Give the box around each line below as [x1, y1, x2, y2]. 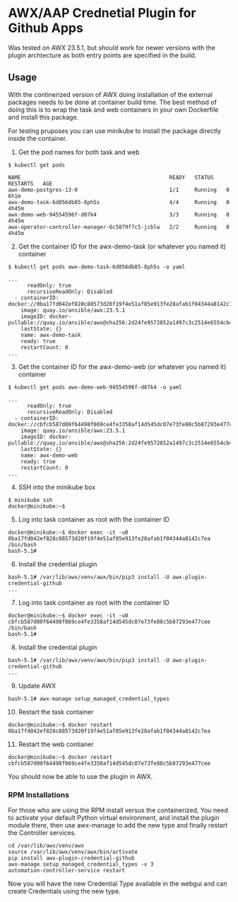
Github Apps [8, 20, 83, 36]
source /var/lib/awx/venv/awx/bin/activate [8, 848, 138, 856]
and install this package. [8, 113, 79, 121]
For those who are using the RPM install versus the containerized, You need [8, 806, 228, 815]
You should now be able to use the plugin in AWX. [8, 772, 153, 780]
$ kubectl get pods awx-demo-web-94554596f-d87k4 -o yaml [8, 384, 182, 391]
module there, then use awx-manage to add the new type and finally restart [8, 821, 228, 830]
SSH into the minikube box [18, 483, 96, 491]
